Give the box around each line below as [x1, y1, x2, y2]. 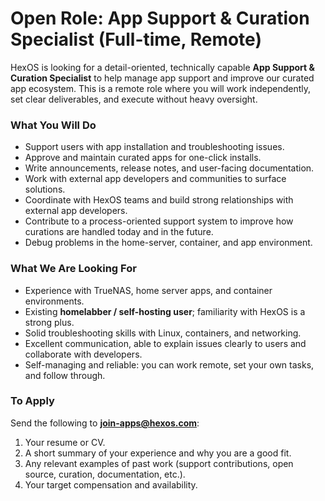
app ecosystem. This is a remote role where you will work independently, [10, 82, 312, 94]
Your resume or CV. [24, 436, 106, 448]
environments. [24, 295, 85, 307]
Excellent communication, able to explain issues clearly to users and [24, 337, 307, 349]
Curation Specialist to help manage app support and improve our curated [10, 72, 315, 84]
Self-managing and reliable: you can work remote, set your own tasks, [24, 358, 315, 371]
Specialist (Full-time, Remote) [10, 28, 262, 51]
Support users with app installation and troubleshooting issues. [24, 141, 285, 153]
